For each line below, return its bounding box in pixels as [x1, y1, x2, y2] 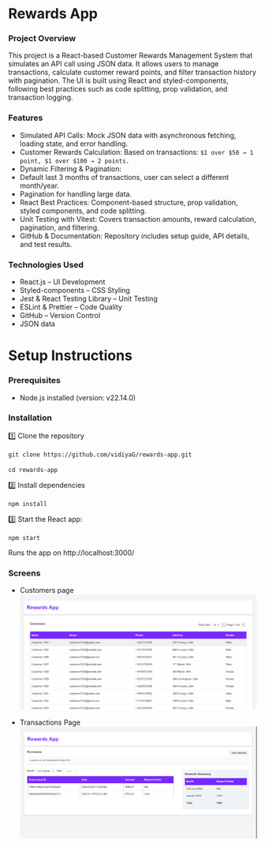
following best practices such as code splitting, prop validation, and [8, 84, 228, 94]
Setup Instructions [8, 347, 132, 365]
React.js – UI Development [19, 277, 106, 287]
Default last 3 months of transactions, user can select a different [19, 172, 230, 182]
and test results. [19, 239, 73, 249]
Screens [8, 568, 41, 579]
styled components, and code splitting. [19, 206, 147, 215]
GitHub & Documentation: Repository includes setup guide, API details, [19, 230, 250, 241]
